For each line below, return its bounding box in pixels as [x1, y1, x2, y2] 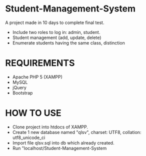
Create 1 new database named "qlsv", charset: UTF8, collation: [12, 129, 141, 135]
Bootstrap [12, 89, 33, 95]
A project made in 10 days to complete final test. [5, 19, 104, 25]
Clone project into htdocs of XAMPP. [12, 123, 88, 130]
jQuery [12, 84, 26, 90]
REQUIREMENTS [5, 57, 75, 69]
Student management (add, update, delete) [12, 34, 101, 40]
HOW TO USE [5, 107, 61, 119]
